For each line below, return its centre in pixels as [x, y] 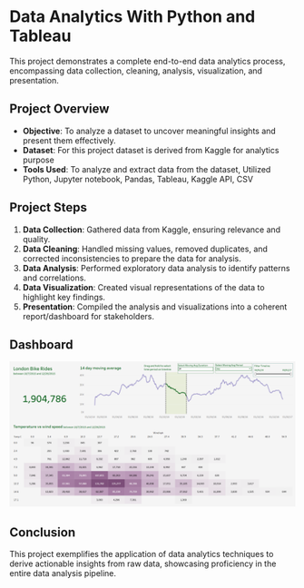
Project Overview [59, 109]
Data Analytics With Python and [132, 17]
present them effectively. [69, 140]
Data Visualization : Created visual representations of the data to [143, 287]
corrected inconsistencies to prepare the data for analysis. [132, 258]
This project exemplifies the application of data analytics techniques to [142, 554]
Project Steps [49, 207]
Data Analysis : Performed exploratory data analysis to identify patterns [156, 268]
